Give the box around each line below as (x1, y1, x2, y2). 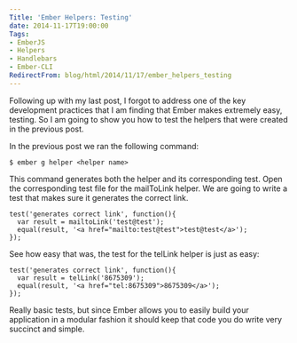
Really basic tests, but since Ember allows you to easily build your (9, 304, 250, 315)
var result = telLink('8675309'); (17, 273, 145, 283)
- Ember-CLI (9, 63, 53, 72)
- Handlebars (9, 54, 58, 63)
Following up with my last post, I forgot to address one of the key (9, 95, 246, 106)
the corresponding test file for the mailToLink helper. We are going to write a (9, 183, 288, 194)
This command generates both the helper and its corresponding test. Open (9, 173, 283, 184)
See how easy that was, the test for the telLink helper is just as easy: (9, 248, 260, 259)
